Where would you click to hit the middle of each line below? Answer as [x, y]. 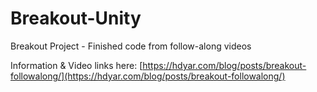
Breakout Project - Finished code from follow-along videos [131, 46]
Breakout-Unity [76, 18]
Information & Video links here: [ [76, 65]
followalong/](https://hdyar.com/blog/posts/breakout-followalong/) [148, 76]
